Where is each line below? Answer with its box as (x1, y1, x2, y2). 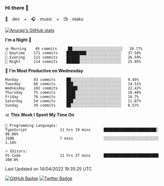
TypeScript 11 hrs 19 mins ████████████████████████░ (5, 127, 159, 133)
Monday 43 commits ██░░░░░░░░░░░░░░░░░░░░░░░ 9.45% (5, 77, 139, 82)
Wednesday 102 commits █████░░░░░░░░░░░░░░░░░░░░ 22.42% (5, 86, 141, 91)
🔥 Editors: (5, 149, 28, 154)
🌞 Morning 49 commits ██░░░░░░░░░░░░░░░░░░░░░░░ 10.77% (5, 46, 143, 51)
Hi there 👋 (5, 4, 29, 11)
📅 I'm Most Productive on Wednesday (5, 68, 83, 74)
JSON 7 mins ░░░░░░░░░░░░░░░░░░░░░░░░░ (5, 136, 159, 141)
